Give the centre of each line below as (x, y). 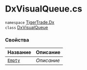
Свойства (17, 40)
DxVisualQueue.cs (44, 9)
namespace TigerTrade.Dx (30, 22)
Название (19, 53)
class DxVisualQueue (27, 27)
